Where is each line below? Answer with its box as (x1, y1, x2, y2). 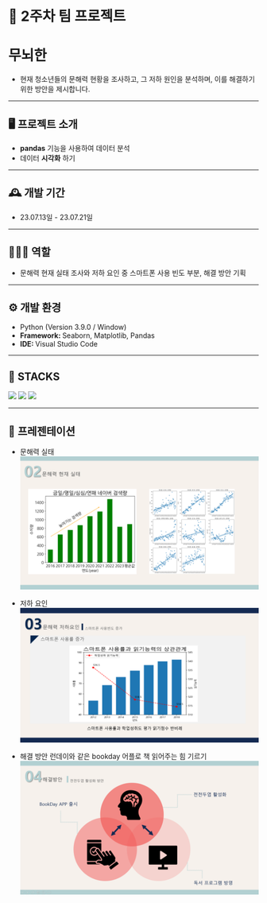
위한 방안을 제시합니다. (19, 84, 91, 94)
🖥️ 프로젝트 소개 (8, 117, 78, 131)
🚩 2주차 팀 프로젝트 (8, 7, 126, 25)
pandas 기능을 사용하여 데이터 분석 (19, 143, 130, 153)
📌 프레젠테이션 (8, 424, 75, 438)
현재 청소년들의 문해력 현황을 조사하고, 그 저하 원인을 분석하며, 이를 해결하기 (19, 75, 256, 84)
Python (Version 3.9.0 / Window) (19, 323, 127, 332)
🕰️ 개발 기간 (8, 186, 65, 200)
